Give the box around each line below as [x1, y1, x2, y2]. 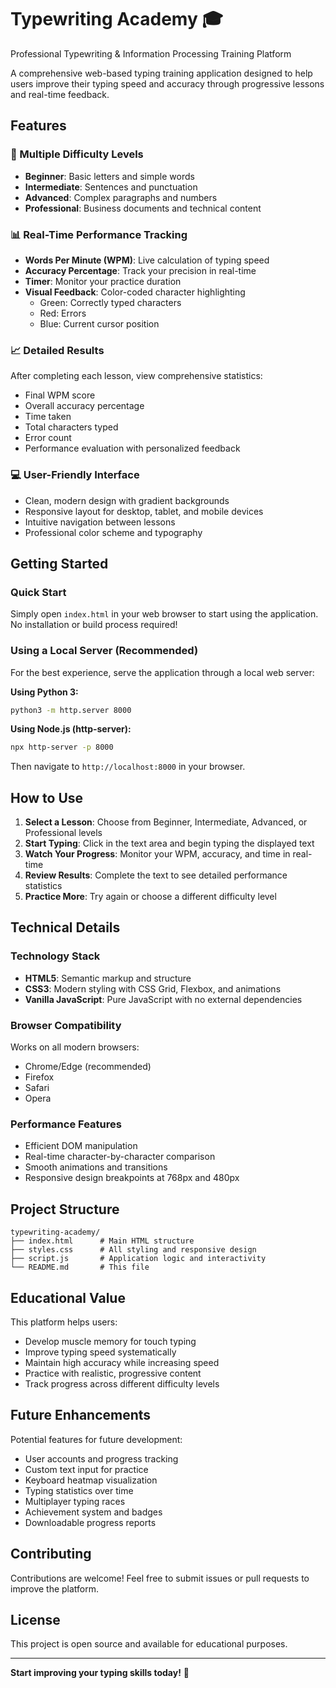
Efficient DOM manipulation [24, 1140, 138, 1152]
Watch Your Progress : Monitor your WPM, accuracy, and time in [24, 848, 291, 860]
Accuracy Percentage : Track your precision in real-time [24, 264, 257, 276]
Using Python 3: [10, 686, 79, 698]
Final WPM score [24, 389, 96, 401]
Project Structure [10, 1201, 120, 1218]
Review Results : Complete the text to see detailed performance [24, 869, 288, 881]
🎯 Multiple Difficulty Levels [10, 147, 144, 161]
